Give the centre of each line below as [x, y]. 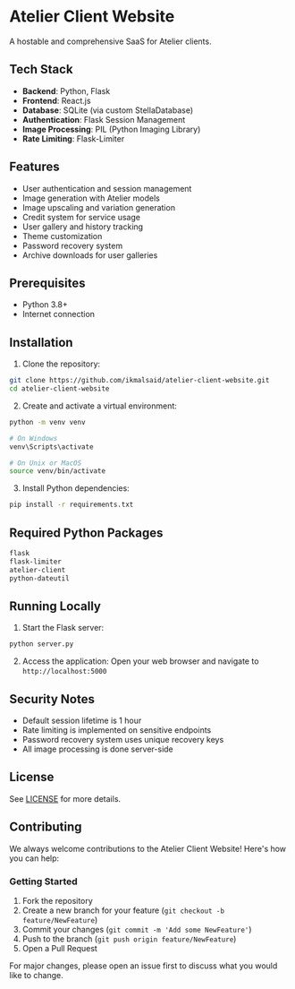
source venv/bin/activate [57, 471]
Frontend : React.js [56, 100]
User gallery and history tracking [83, 227]
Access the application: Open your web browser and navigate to [140, 661]
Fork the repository [58, 900]
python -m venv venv [48, 422]
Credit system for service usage [81, 217]
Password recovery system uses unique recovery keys [123, 740]
